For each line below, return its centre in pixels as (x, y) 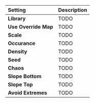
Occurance (22, 43)
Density (18, 52)
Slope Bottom (25, 76)
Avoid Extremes (28, 93)
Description (73, 10)
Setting (17, 10)
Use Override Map (31, 27)
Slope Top (20, 84)
